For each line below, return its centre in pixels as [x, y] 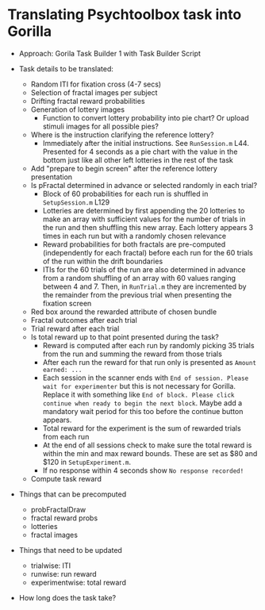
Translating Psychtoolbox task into [125, 15]
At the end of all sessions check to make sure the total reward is [147, 445]
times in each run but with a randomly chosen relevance [134, 236]
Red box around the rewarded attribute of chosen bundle [124, 312]
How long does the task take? [67, 597]
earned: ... [62, 370]
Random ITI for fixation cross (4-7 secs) [96, 84]
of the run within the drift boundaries [103, 261]
